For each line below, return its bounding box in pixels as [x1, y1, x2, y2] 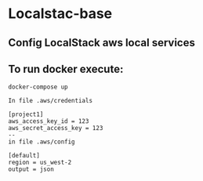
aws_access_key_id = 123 [8, 118, 89, 125]
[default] [8, 152, 41, 160]
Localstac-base [8, 5, 113, 23]
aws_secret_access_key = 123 [8, 125, 103, 132]
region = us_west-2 [8, 158, 72, 167]
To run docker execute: [8, 62, 124, 75]
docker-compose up [8, 83, 68, 91]
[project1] [8, 110, 44, 118]
